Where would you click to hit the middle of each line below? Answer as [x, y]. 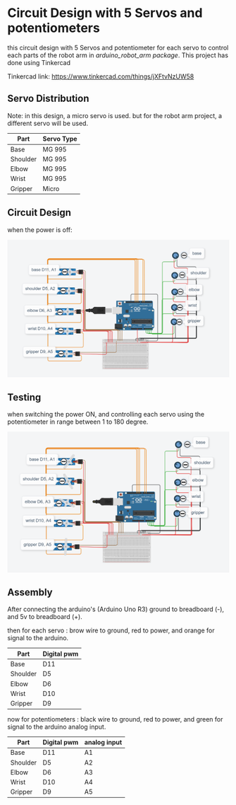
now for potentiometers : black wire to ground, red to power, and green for [115, 719]
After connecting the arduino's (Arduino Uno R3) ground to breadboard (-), [116, 609]
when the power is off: [40, 230]
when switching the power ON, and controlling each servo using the [106, 415]
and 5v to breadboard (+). [45, 617]
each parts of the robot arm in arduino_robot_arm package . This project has [118, 55]
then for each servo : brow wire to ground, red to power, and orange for [111, 630]
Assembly [30, 592]
